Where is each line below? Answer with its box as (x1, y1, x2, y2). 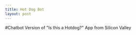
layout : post (5, 12, 31, 16)
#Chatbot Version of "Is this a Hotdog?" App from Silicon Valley (5, 24, 132, 30)
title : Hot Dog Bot (5, 7, 45, 12)
